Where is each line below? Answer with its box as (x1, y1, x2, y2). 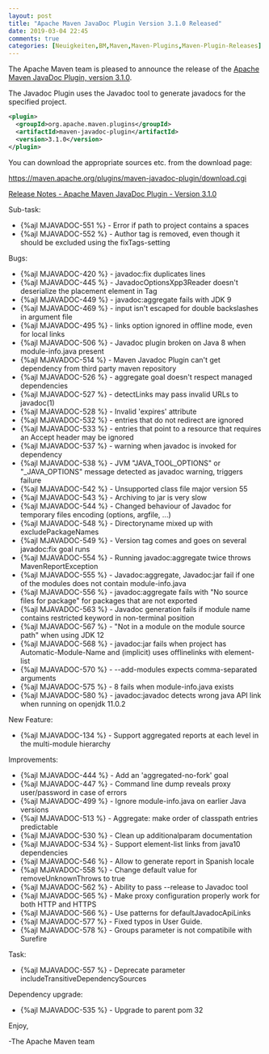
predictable (19, 822, 59, 831)
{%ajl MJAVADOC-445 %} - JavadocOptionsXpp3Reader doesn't (19, 277, 238, 287)
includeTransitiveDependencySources (19, 973, 147, 984)
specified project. (8, 97, 67, 107)
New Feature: (8, 714, 53, 725)
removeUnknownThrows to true (19, 873, 126, 883)
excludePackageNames (19, 527, 99, 537)
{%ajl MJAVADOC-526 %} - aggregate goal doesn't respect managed (19, 372, 253, 381)
